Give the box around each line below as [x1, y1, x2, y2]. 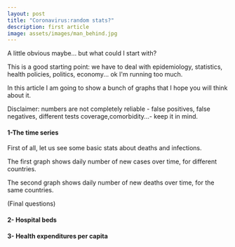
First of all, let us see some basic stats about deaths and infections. [7, 144, 202, 152]
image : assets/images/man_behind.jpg [7, 29, 118, 37]
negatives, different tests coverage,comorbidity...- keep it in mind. [7, 112, 199, 121]
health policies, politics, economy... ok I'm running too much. [7, 70, 183, 79]
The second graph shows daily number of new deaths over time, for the [7, 178, 215, 187]
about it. [7, 91, 32, 100]
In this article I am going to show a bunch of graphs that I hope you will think [7, 84, 228, 92]
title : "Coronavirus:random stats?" [7, 17, 114, 24]
